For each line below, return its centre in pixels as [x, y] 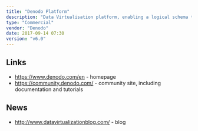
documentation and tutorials [49, 89]
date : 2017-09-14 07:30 [35, 33]
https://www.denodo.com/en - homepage [65, 76]
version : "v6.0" [26, 39]
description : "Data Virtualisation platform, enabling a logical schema [97, 17]
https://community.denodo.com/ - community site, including [88, 83]
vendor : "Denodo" [27, 28]
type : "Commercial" [30, 22]
